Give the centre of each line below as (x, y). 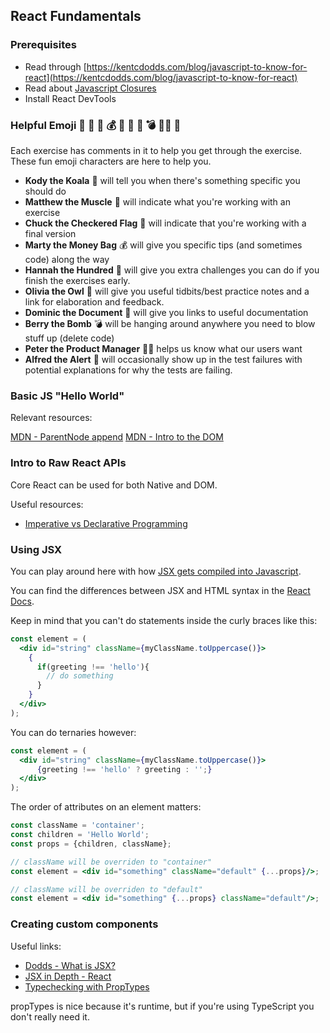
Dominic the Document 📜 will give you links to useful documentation (166, 312)
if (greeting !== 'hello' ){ (93, 667)
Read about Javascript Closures (90, 88)
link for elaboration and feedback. (94, 301)
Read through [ (55, 66)
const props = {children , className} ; (91, 844)
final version (50, 233)
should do (45, 191)
